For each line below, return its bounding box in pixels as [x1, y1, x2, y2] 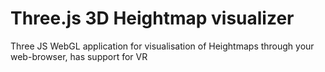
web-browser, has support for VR [10, 50, 148, 62]
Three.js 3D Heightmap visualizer [10, 7, 295, 30]
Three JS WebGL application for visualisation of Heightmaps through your [10, 40, 315, 52]
